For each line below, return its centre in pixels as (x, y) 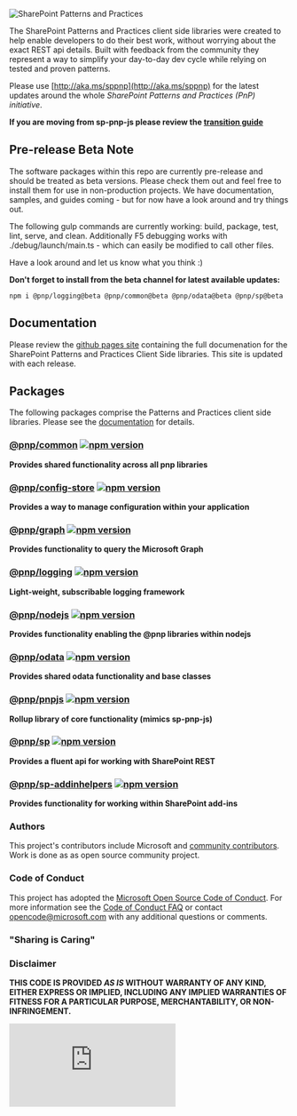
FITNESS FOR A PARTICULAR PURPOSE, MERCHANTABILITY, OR (130, 1001)
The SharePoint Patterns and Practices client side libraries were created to (145, 31)
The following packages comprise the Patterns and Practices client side (141, 412)
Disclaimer (33, 963)
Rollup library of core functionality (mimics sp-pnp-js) (111, 719)
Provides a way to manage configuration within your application (129, 507)
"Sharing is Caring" (52, 939)
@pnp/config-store (52, 487)
